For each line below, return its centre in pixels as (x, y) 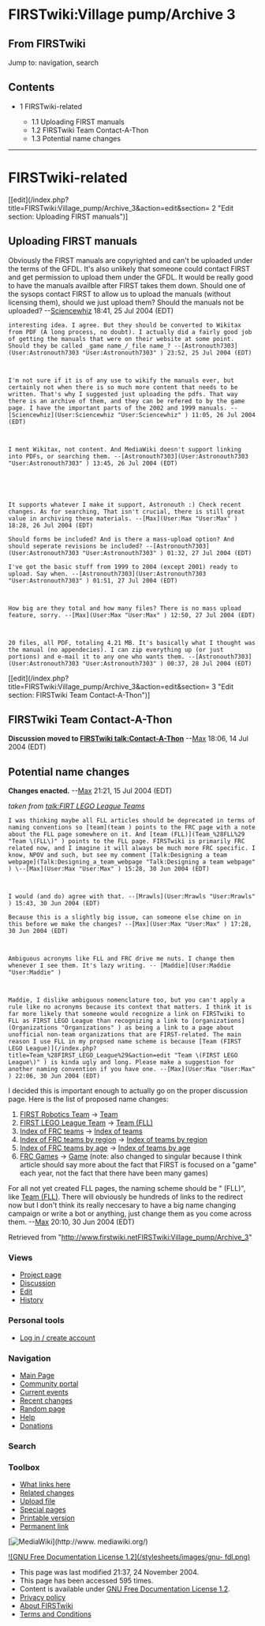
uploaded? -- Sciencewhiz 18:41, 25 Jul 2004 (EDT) (91, 310)
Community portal (49, 1384)
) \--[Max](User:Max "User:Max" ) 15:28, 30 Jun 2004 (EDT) (109, 869)
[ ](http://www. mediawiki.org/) (78, 1542)
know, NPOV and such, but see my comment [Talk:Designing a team (118, 855)
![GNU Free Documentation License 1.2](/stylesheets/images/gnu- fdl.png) (129, 1557)
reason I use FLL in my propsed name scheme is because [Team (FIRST (125, 1042)
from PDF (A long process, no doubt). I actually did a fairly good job (130, 332)
